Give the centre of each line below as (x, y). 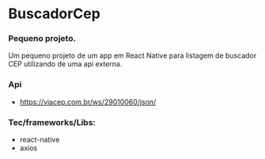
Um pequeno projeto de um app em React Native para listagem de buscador (132, 55)
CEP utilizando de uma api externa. (65, 64)
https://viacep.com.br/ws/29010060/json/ (88, 102)
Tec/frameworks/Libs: (52, 122)
